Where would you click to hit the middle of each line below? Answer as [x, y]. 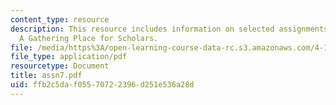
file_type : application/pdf [69, 57]
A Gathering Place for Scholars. [89, 38]
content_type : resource [60, 19]
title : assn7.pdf [46, 76]
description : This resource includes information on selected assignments [169, 29]
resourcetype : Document [60, 66]
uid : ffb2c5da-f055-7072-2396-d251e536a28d [102, 85]
